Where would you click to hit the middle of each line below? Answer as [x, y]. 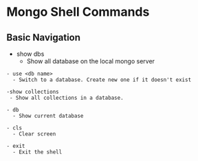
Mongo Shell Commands [78, 12]
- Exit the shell [37, 152]
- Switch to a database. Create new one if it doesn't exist [102, 80]
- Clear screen [34, 134]
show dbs [30, 54]
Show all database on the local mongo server [91, 61]
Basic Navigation [43, 37]
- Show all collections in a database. [67, 98]
